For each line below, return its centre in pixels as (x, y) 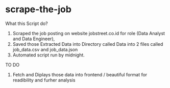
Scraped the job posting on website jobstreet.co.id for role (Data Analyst (89, 33)
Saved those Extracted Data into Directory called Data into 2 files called (88, 44)
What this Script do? (27, 23)
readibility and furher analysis (44, 80)
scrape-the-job (38, 9)
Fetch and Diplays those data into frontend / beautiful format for (80, 74)
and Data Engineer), (34, 39)
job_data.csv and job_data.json (45, 49)
